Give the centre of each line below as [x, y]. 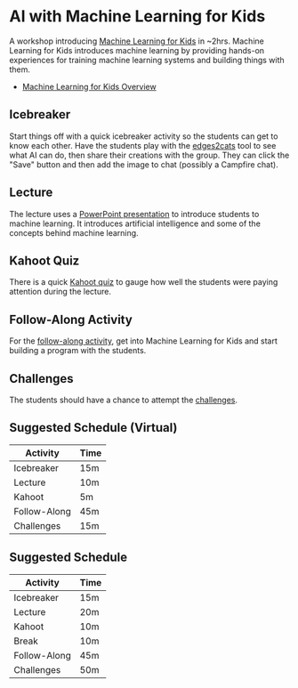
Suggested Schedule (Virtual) [93, 428]
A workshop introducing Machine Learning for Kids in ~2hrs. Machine [137, 41]
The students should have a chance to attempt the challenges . [124, 400]
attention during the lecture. [60, 292]
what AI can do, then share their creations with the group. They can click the [149, 155]
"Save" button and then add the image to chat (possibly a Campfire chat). [144, 164]
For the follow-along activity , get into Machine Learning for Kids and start [144, 341]
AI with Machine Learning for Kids [137, 16]
